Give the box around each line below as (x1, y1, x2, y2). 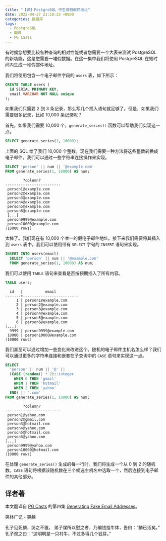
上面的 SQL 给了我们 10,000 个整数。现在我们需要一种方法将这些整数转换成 (5, 148, 159, 154)
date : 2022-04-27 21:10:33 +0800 (5, 12, 74, 17)
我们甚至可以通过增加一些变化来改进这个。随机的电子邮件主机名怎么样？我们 (5, 346, 162, 352)
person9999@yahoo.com (7, 443, 52, 448)
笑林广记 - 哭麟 (5, 514, 36, 520)
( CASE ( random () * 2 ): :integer (9, 371, 74, 377)
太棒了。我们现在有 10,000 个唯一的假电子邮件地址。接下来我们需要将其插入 (5, 235, 161, 241)
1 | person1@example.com (16, 298, 68, 303)
